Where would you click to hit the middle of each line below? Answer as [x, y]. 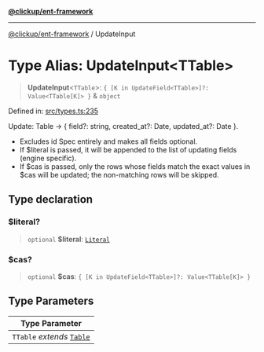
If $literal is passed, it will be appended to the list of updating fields [128, 149]
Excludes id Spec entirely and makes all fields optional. [108, 141]
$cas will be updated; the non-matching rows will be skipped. [119, 174]
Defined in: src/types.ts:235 [53, 111]
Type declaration [50, 200]
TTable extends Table [51, 336]
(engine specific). [48, 158]
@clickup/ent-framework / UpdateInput [72, 34]
